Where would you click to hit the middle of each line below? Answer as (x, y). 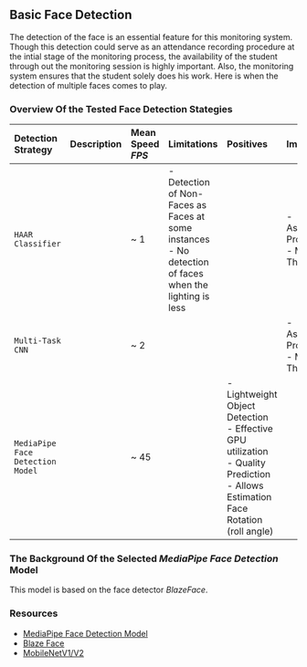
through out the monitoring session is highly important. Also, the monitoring (152, 66)
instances (189, 239)
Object (241, 406)
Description (96, 144)
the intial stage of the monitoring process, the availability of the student (144, 56)
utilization (248, 452)
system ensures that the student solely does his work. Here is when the (144, 76)
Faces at (187, 216)
